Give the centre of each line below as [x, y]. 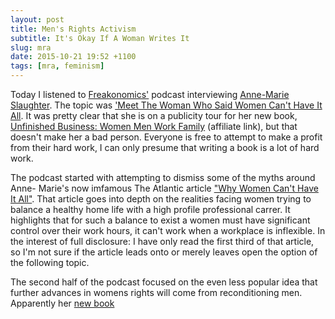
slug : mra [31, 47]
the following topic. [50, 262]
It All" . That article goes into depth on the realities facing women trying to [161, 199]
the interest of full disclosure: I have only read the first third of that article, [162, 241]
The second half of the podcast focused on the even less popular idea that [164, 282]
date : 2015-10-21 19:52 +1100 [73, 57]
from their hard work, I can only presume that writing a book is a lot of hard [165, 147]
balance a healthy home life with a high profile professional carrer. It [150, 209]
